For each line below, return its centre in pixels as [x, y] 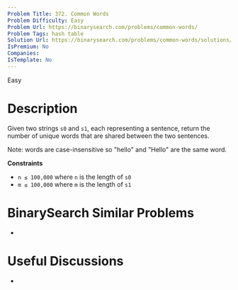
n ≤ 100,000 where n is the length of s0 [74, 177]
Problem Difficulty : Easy [45, 21]
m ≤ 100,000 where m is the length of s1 [74, 184]
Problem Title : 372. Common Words [58, 14]
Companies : [23, 54]
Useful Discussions [66, 261]
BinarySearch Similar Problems [101, 213]
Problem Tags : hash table [45, 34]
